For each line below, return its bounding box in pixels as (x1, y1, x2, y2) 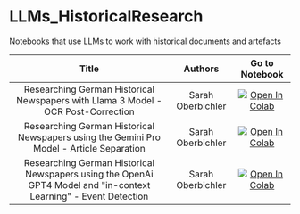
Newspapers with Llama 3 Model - (16, 94, 162, 106)
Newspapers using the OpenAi (25, 168, 154, 180)
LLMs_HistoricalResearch (9, 6, 204, 27)
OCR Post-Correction (43, 105, 136, 118)
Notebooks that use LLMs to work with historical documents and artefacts (9, 36, 281, 46)
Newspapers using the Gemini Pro (17, 131, 161, 144)
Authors (183, 62, 220, 75)
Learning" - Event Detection (29, 190, 149, 202)
